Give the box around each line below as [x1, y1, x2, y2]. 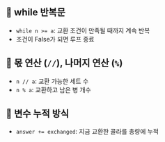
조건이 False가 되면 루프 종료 [15, 35, 95, 43]
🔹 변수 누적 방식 [6, 108, 70, 120]
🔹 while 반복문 [6, 6, 66, 19]
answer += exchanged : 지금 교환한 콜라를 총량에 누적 [15, 127, 159, 136]
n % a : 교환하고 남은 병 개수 [15, 85, 91, 94]
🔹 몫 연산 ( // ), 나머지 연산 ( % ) [6, 57, 123, 69]
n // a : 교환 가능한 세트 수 [15, 77, 89, 85]
